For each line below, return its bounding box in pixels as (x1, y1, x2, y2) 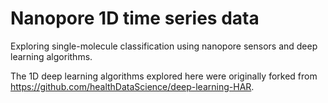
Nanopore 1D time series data (10, 7, 260, 30)
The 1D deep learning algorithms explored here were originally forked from (10, 70, 318, 82)
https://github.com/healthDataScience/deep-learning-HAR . (10, 80, 255, 92)
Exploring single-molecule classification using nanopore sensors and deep (10, 40, 318, 52)
